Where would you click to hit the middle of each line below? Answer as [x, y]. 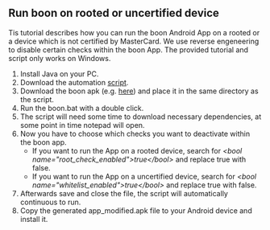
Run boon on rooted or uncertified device [114, 13]
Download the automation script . [74, 82]
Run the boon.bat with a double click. [82, 108]
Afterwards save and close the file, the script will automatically [124, 193]
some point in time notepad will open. [82, 125]
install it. [34, 219]
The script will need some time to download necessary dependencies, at [141, 117]
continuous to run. [50, 202]
